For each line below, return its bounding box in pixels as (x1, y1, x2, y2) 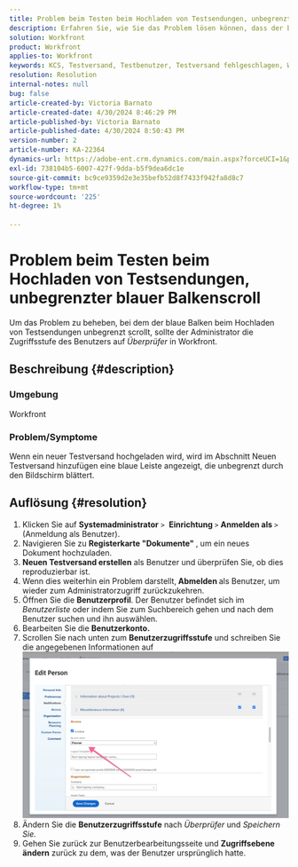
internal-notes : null (9, 80, 90, 89)
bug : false (9, 89, 50, 98)
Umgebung (9, 389, 59, 401)
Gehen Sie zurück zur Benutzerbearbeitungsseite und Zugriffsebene (21, 839, 275, 849)
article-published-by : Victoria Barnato (9, 117, 161, 126)
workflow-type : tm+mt (9, 183, 90, 192)
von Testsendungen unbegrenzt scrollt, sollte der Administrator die (9, 327, 255, 337)
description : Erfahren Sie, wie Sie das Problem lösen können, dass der (9, 23, 284, 33)
